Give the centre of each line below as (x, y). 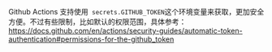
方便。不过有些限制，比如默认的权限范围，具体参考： (97, 22)
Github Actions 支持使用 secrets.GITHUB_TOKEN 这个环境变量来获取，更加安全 (136, 12)
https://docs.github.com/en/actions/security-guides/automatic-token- (125, 31)
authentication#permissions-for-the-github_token (91, 39)
